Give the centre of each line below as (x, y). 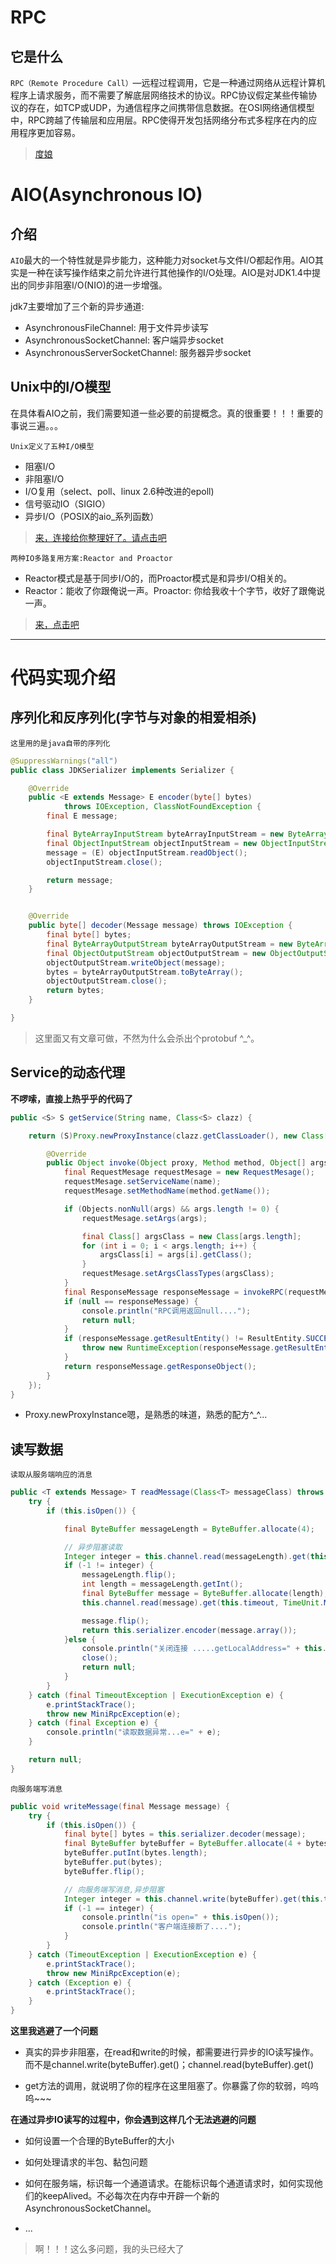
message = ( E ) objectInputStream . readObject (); (147, 852)
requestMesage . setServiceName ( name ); (142, 1182)
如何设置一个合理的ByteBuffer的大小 (99, 2141)
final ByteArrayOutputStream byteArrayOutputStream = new (169, 944)
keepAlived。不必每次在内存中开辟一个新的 (131, 2196)
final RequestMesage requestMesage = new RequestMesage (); (189, 1172)
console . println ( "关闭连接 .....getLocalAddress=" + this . (204, 1649)
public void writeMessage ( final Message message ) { (120, 1806)
